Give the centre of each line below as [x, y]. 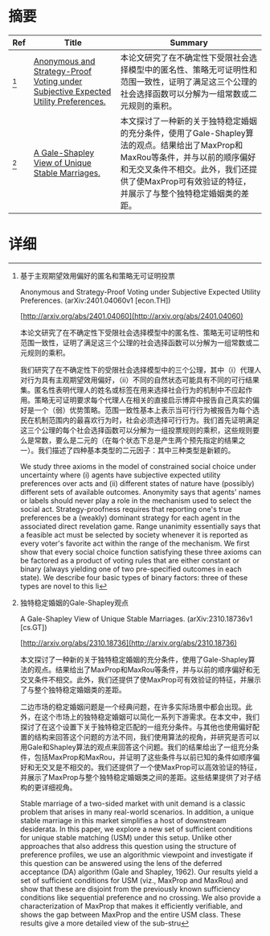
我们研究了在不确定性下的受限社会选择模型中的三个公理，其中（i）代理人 [141, 369]
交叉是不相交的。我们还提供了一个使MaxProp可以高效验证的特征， [151, 767]
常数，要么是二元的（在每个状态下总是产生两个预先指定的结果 [136, 440]
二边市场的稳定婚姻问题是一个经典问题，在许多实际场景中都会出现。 [133, 707]
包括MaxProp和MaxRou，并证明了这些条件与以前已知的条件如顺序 [143, 757]
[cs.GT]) [33, 627]
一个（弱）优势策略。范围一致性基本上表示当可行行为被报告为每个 [143, 410]
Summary [189, 43]
